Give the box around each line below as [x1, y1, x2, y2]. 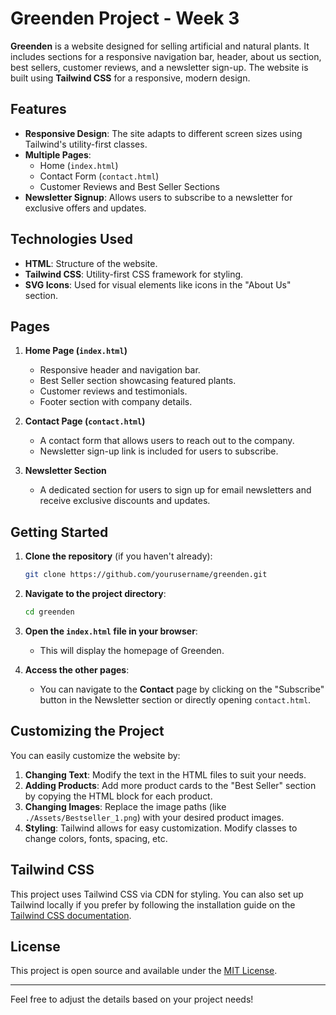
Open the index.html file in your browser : [24, 625, 198, 637]
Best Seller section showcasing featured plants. [39, 375, 237, 387]
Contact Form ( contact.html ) [39, 170, 160, 182]
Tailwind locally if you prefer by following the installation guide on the [10, 898, 296, 911]
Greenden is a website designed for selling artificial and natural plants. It [10, 40, 310, 52]
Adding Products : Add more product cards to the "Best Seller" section [24, 779, 317, 791]
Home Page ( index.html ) [24, 345, 128, 357]
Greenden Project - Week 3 [10, 7, 240, 30]
